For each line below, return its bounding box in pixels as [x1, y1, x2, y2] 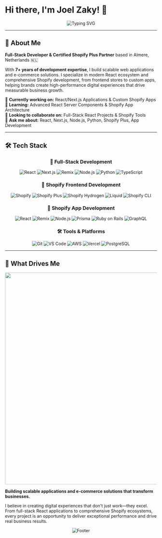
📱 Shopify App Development [47, 204, 115, 211]
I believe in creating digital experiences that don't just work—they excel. [5, 503, 148, 509]
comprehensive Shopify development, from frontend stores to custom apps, [5, 77, 156, 83]
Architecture [5, 107, 30, 113]
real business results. [5, 518, 47, 524]
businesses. [5, 493, 30, 499]
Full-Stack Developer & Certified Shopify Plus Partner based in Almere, [5, 52, 149, 58]
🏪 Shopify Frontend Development [41, 182, 121, 188]
